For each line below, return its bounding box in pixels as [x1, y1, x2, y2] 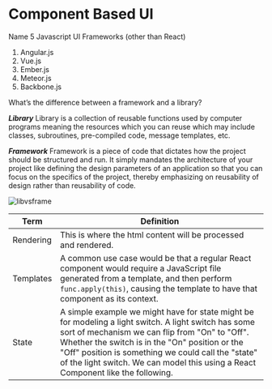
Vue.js [19, 56, 42, 66]
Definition [140, 216, 180, 227]
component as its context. [59, 293, 159, 304]
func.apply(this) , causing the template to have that [59, 283, 257, 294]
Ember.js [19, 64, 50, 74]
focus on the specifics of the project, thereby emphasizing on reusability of [8, 172, 259, 182]
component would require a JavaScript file [59, 263, 222, 274]
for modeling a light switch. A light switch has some [59, 316, 255, 327]
